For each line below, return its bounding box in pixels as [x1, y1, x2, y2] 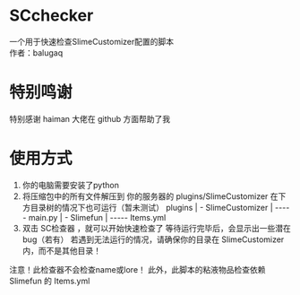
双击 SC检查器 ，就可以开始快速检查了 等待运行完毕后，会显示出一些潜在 [21, 222, 291, 233]
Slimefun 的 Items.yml [9, 275, 90, 286]
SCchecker [9, 5, 94, 26]
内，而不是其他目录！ [21, 245, 101, 256]
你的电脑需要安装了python [21, 179, 119, 190]
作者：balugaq [9, 47, 64, 58]
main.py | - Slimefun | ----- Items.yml [28, 212, 167, 222]
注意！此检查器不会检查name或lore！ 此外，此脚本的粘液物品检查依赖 [9, 264, 266, 274]
